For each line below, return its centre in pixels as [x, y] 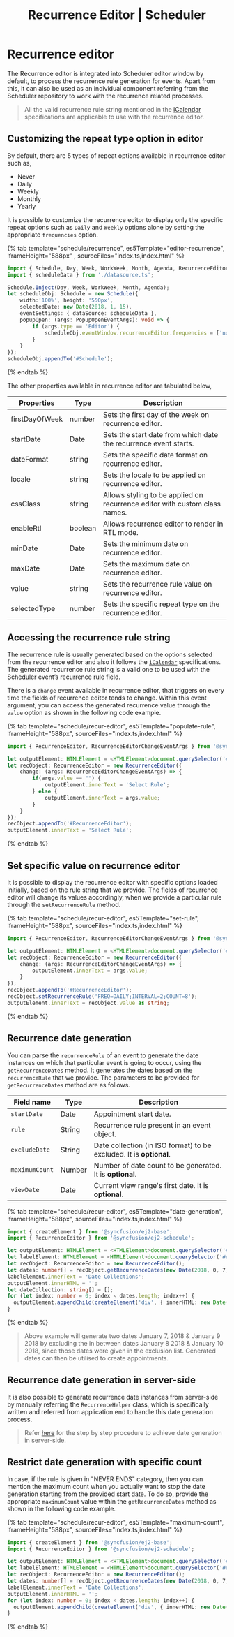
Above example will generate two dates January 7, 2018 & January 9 [122, 1336]
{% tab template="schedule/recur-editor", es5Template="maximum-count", [116, 1522]
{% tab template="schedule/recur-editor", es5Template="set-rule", [103, 918]
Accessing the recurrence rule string [89, 638]
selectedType [33, 609]
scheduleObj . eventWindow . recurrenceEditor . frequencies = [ [132, 333]
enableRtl [26, 528]
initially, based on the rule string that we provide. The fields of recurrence [112, 890]
